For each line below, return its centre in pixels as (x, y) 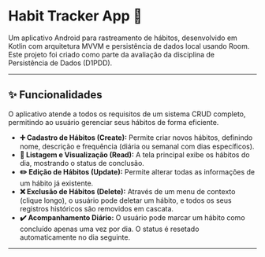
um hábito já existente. (56, 183)
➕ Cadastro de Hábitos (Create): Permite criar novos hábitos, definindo (136, 138)
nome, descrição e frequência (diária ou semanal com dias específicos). (137, 146)
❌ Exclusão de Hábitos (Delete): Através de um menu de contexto (127, 191)
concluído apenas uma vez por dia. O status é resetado (109, 229)
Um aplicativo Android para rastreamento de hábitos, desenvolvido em (123, 38)
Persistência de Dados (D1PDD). (60, 63)
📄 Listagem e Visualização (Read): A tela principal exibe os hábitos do (134, 154)
